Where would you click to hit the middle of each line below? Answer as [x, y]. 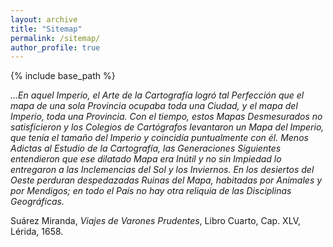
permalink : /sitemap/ [55, 38]
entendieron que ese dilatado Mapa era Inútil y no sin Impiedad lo [146, 159]
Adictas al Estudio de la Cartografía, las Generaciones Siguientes [146, 148]
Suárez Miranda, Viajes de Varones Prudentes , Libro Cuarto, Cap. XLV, [155, 221]
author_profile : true [55, 47]
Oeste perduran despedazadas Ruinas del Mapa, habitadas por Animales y [166, 180]
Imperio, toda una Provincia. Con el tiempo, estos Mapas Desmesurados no [166, 117]
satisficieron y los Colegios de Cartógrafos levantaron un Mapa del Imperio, [167, 127]
